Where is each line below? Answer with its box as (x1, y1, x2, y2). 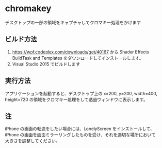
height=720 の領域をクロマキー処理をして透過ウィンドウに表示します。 (5, 97, 148, 102)
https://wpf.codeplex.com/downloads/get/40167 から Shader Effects (12, 49, 149, 55)
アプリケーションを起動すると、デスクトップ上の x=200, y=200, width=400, (5, 90, 158, 96)
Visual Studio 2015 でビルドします (12, 61, 81, 67)
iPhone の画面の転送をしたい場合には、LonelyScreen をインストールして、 (5, 126, 155, 132)
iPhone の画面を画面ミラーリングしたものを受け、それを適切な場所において (5, 132, 156, 138)
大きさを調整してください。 (5, 138, 61, 144)
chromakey (5, 3, 52, 14)
